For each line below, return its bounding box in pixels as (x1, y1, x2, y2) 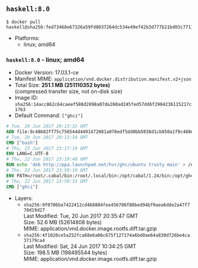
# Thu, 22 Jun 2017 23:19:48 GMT (6, 156, 88, 162)
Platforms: (14, 34, 40, 41)
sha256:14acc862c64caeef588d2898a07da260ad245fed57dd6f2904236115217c (14, 102, 192, 108)
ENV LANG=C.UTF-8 (6, 151, 49, 157)
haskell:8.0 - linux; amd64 (6, 56, 85, 64)
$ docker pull (6, 19, 41, 25)
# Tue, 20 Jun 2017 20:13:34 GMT (6, 134, 88, 140)
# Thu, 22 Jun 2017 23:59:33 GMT (6, 178, 88, 184)
